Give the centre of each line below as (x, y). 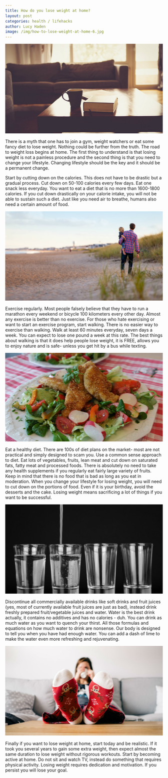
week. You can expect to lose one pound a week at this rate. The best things (84, 335)
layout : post (19, 16)
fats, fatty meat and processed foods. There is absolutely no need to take (81, 465)
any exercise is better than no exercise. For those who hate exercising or (80, 319)
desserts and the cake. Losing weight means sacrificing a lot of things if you (84, 492)
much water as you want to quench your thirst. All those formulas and (77, 623)
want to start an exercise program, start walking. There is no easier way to (82, 324)
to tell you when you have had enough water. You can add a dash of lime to (82, 634)
